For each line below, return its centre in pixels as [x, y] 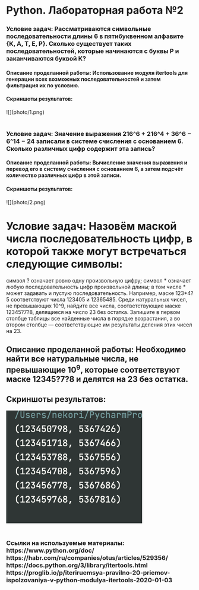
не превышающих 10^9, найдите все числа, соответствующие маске [94, 306]
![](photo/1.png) [25, 112]
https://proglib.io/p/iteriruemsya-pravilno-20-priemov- [88, 572]
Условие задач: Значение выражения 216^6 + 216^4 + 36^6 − [99, 134]
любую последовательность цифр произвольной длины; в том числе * [96, 287]
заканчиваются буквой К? [46, 59]
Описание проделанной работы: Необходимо [96, 349]
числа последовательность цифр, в [99, 239]
